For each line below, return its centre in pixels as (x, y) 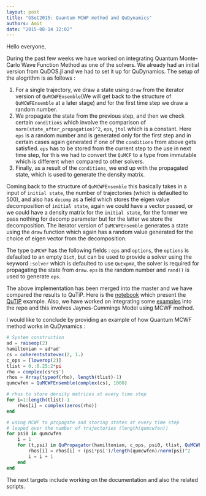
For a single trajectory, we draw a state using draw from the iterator (99, 90)
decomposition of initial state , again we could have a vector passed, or (100, 206)
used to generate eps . (34, 277)
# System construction (35, 338)
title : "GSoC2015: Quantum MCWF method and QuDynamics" (79, 18)
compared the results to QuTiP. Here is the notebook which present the (96, 295)
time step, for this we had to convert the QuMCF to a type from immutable (106, 155)
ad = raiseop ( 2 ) (27, 343)
